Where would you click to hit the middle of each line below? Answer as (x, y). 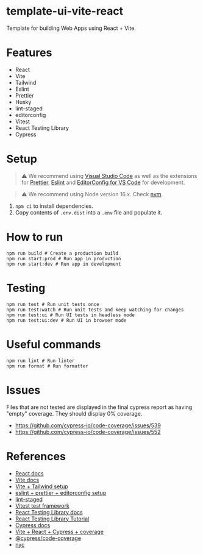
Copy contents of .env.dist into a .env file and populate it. (89, 212)
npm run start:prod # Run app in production (64, 258)
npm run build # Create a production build (62, 253)
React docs (29, 473)
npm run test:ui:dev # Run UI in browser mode (66, 320)
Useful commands (54, 344)
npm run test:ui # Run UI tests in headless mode (71, 315)
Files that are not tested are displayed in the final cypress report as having (99, 407)
